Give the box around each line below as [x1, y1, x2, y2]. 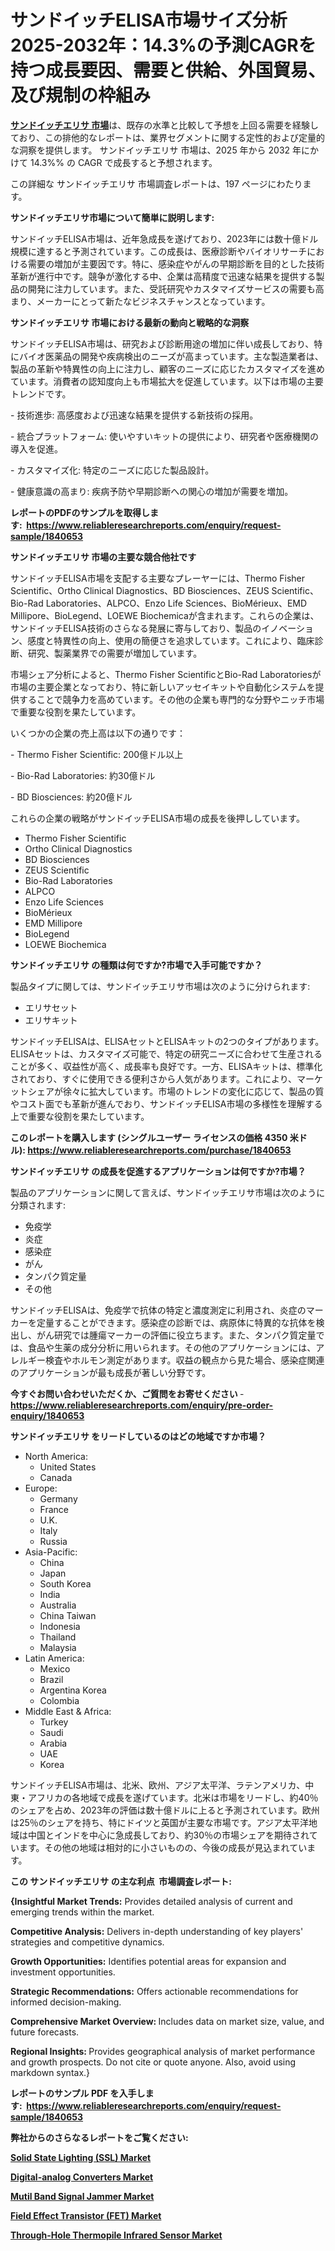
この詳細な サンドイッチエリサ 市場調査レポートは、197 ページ [10, 177, 268, 190]
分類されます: [10, 1199, 67, 1211]
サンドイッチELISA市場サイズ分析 [10, 9, 288, 32]
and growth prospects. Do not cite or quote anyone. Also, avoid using [10, 2056, 297, 2068]
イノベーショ [261, 622, 315, 634]
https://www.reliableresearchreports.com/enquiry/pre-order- [10, 1399, 274, 1411]
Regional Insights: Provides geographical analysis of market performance [10, 2045, 316, 2057]
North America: [24, 1450, 88, 1462]
